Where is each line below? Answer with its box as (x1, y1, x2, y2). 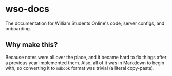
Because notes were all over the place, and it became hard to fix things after (5, 54, 167, 60)
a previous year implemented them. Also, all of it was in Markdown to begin (5, 60, 164, 66)
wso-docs (5, 3, 50, 15)
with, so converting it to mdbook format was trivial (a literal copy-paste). (5, 65, 155, 71)
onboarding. (5, 25, 31, 31)
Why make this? (5, 41, 58, 49)
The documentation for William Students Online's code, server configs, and (5, 20, 165, 26)
